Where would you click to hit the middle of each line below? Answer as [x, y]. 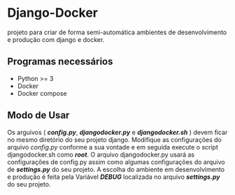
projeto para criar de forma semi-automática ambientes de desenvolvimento [117, 32]
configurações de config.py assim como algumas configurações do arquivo [116, 161]
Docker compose [42, 93]
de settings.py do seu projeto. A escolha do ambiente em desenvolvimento [116, 169]
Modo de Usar [38, 116]
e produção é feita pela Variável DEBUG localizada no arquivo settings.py [114, 177]
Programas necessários [60, 62]
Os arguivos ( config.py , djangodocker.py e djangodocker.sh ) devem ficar [117, 132]
